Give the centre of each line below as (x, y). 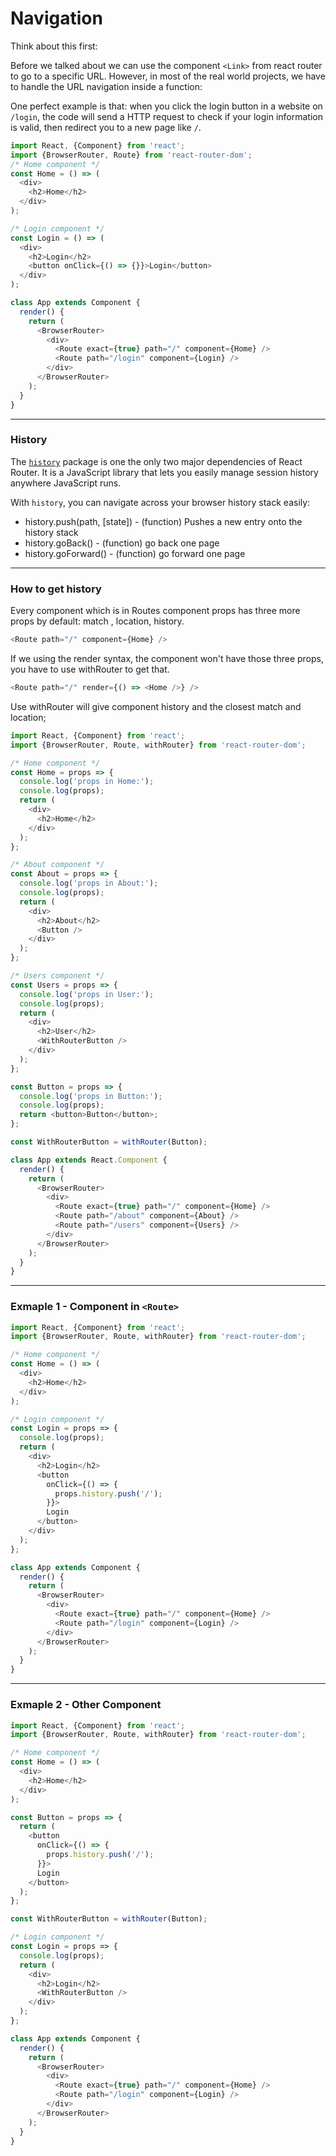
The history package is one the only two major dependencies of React (156, 461)
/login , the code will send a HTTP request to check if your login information (166, 116)
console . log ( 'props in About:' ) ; (89, 883)
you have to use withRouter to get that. (90, 669)
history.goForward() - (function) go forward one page (135, 553)
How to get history (56, 589)
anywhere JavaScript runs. (66, 483)
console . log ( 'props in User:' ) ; (87, 994)
